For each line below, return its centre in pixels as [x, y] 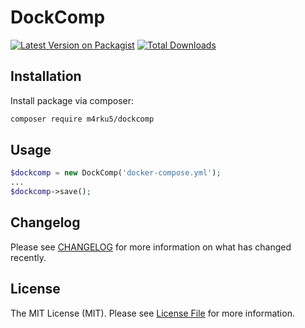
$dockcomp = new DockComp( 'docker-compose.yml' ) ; [116, 173]
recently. [28, 257]
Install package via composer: [72, 100]
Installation [46, 76]
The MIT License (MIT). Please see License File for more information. [152, 313]
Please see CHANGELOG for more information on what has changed [151, 247]
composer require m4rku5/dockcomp [82, 119]
